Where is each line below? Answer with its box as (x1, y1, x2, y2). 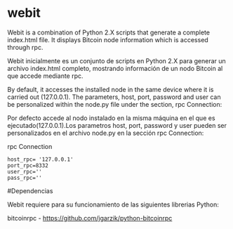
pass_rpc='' (7, 174, 42, 181)
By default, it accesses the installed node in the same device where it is (7, 85, 214, 93)
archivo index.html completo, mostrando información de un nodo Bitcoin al (7, 64, 223, 72)
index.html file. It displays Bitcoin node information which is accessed (7, 35, 208, 44)
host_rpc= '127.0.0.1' (7, 156, 74, 163)
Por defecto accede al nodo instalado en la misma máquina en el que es (7, 114, 215, 122)
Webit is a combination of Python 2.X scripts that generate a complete (7, 28, 211, 37)
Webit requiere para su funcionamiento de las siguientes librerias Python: (7, 200, 219, 209)
